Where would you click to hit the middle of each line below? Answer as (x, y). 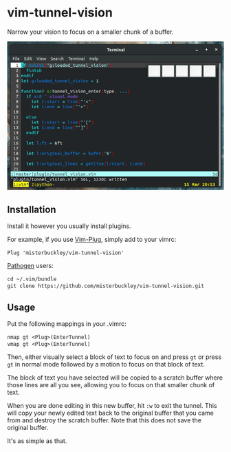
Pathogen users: (30, 266)
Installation (32, 209)
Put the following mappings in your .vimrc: (67, 323)
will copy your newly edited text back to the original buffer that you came (111, 413)
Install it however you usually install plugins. (69, 226)
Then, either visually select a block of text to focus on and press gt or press (114, 357)
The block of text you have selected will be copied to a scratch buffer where (115, 378)
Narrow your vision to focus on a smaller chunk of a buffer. (90, 32)
